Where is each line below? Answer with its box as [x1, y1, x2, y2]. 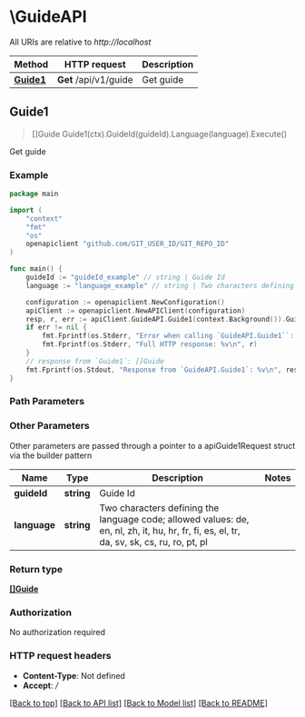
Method [14, 57, 49, 70]
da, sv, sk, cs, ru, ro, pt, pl [99, 535, 209, 548]
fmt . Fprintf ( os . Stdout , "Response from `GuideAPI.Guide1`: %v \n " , [25, 365, 282, 374]
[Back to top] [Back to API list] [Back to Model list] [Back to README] [9, 697, 268, 708]
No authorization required [9, 627, 106, 638]
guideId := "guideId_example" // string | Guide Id [25, 273, 225, 283]
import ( [9, 205, 43, 214]
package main [9, 189, 59, 199]
